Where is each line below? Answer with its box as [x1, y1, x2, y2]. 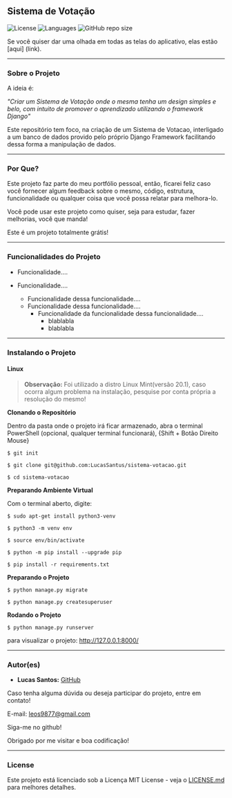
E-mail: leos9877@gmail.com [7, 710, 91, 718]
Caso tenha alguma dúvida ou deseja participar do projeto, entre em [7, 689, 202, 697]
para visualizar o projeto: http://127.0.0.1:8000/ [7, 636, 139, 645]
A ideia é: [7, 84, 35, 93]
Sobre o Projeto [7, 68, 60, 78]
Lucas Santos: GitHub [17, 676, 81, 684]
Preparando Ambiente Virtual [7, 486, 93, 494]
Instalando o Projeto [7, 348, 76, 357]
